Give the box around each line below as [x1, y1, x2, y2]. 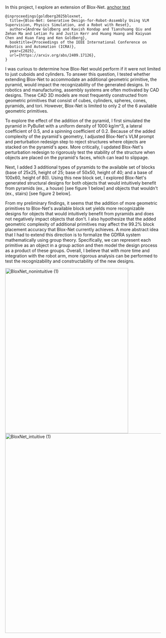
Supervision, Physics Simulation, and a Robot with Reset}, [5, 22, 132, 27]
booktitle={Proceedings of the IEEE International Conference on [9, 40, 147, 45]
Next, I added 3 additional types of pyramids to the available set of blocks [5, 164, 155, 170]
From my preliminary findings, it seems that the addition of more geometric [5, 200, 158, 206]
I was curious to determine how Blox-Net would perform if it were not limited [5, 66, 161, 71]
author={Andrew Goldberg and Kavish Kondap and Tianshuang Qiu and [9, 27, 152, 32]
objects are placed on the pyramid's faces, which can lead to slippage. [5, 155, 149, 160]
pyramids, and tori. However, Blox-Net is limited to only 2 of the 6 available [5, 103, 157, 109]
